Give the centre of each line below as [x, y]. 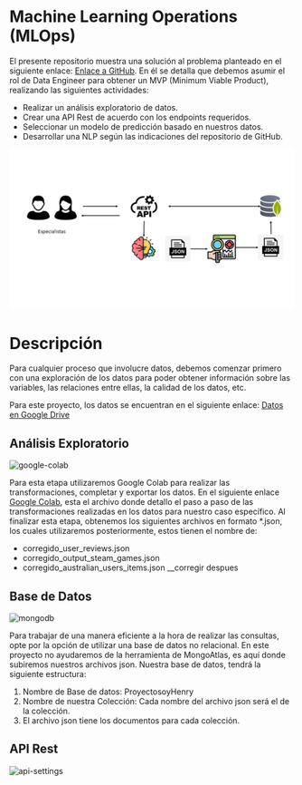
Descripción [56, 343]
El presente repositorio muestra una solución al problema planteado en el [146, 61]
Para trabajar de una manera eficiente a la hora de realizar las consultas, [144, 635]
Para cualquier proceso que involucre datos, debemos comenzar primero [146, 368]
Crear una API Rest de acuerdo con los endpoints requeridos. [137, 117]
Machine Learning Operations [123, 17]
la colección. [46, 711]
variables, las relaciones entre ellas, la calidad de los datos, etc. [128, 388]
